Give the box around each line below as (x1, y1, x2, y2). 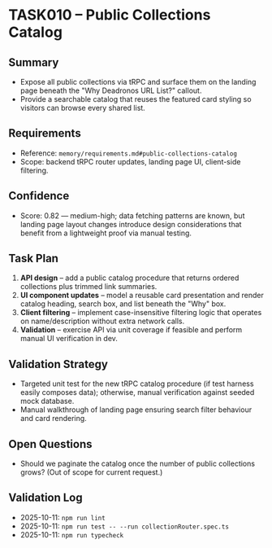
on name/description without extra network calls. (19, 316, 185, 327)
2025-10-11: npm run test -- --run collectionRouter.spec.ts (19, 521, 230, 531)
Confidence (8, 189, 70, 203)
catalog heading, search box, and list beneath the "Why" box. (19, 299, 227, 309)
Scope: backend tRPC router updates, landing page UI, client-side (19, 156, 241, 166)
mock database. (19, 397, 75, 406)
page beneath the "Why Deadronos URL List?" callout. (19, 85, 202, 95)
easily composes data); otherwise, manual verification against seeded (19, 388, 255, 397)
